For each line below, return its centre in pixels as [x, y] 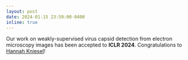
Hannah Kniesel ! [26, 51]
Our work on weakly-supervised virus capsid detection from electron [89, 39]
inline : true [22, 22]
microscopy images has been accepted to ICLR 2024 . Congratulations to [94, 45]
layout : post [22, 11]
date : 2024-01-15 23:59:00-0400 [45, 17]
